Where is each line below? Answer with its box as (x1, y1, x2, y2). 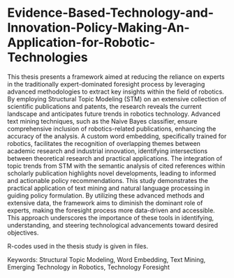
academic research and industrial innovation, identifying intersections (7, 147, 208, 155)
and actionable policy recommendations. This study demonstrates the (7, 176, 208, 184)
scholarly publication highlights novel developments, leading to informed (7, 169, 217, 177)
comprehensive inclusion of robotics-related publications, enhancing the (7, 124, 217, 133)
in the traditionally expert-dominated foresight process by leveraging (7, 80, 205, 88)
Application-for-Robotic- (7, 35, 156, 50)
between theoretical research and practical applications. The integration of (7, 154, 223, 162)
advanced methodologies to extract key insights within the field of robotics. (7, 87, 225, 96)
